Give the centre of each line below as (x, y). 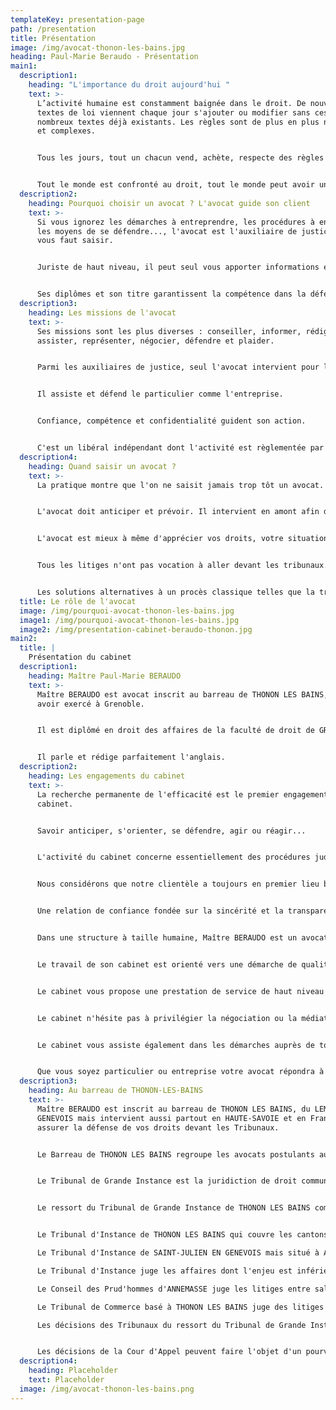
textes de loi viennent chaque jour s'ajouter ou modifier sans (173, 112)
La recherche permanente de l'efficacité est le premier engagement (182, 794)
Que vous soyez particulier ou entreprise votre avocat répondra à (180, 1072)
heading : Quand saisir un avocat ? (102, 466)
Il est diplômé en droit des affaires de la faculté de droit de (175, 731)
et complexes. (66, 131)
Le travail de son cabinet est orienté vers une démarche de (167, 964)
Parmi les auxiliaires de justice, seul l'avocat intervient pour (178, 367)
